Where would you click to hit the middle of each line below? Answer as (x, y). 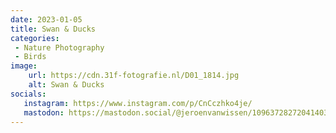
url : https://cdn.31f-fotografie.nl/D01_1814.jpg (134, 76)
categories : (35, 38)
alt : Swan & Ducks (66, 85)
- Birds (30, 57)
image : (24, 66)
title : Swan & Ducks (53, 29)
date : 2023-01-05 (46, 19)
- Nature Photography (59, 47)
